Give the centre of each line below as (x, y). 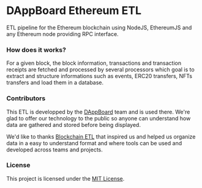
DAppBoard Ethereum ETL (74, 11)
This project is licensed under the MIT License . (65, 178)
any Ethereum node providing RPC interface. (62, 34)
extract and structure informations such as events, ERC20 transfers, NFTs (99, 76)
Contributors (26, 98)
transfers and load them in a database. (55, 82)
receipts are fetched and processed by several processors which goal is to (100, 70)
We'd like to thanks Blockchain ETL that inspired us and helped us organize (101, 136)
